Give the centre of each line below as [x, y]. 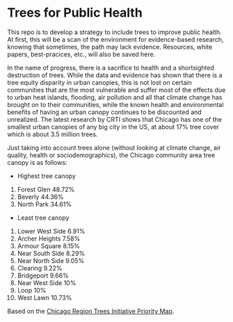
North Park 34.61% [44, 204]
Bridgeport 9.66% [43, 275]
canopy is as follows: [37, 162]
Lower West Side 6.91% [51, 231]
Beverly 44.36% [40, 197]
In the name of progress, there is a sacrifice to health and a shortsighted [111, 67]
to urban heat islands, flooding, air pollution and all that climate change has [115, 97]
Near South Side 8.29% [51, 253]
